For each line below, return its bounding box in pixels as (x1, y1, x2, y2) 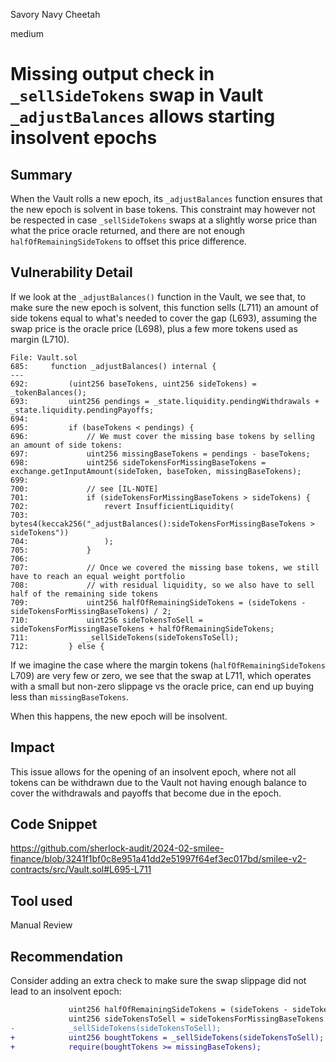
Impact (10, 739, 55, 756)
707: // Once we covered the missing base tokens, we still (10, 562, 320, 573)
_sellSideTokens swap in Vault (10, 84, 264, 107)
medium (10, 28, 44, 39)
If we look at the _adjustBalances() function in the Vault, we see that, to (10, 290, 307, 303)
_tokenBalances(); (10, 387, 87, 398)
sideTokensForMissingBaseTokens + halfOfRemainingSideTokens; (10, 624, 275, 634)
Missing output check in (10, 63, 215, 86)
